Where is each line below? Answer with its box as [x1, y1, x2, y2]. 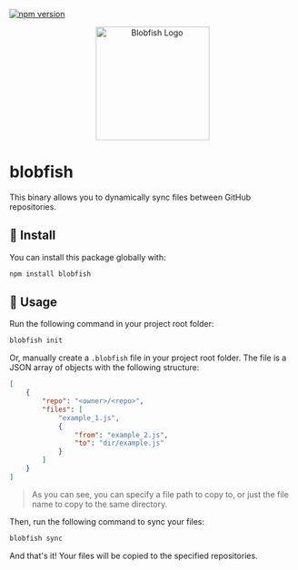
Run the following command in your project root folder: [9, 319, 214, 329]
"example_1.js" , [57, 413, 120, 422]
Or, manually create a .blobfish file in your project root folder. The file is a [9, 352, 287, 363]
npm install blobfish [9, 269, 92, 279]
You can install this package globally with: [9, 251, 166, 262]
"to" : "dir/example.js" [74, 438, 165, 448]
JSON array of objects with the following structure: [9, 362, 200, 373]
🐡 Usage [9, 295, 57, 310]
